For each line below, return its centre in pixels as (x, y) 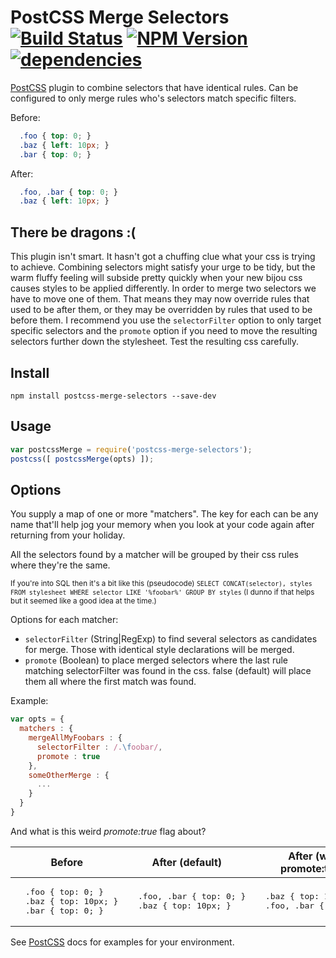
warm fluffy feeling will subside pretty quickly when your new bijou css (156, 278)
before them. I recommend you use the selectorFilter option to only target (166, 320)
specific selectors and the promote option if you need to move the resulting (164, 331)
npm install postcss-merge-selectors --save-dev (113, 396)
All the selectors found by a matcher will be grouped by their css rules (154, 555)
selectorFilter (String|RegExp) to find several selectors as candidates (171, 639)
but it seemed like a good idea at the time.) (83, 601)
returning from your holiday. (68, 535)
